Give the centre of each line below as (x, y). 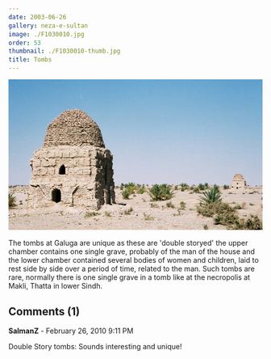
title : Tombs (30, 60)
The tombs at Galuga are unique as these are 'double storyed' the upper (128, 243)
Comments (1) (44, 311)
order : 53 (25, 43)
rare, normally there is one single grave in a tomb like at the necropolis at (129, 277)
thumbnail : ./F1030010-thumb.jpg (65, 51)
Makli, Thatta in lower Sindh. (56, 286)
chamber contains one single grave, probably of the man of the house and (132, 251)
